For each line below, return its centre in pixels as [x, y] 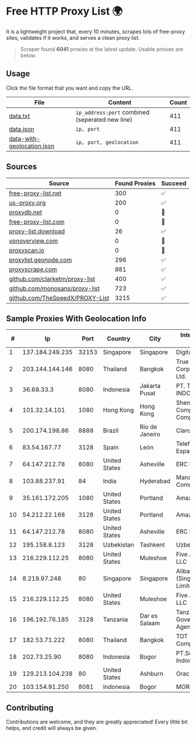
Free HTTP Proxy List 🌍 [64, 11]
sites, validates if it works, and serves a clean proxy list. [73, 37]
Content [120, 102]
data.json [22, 129]
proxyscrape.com [33, 269]
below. [28, 55]
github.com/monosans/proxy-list [55, 288]
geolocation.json [32, 146]
